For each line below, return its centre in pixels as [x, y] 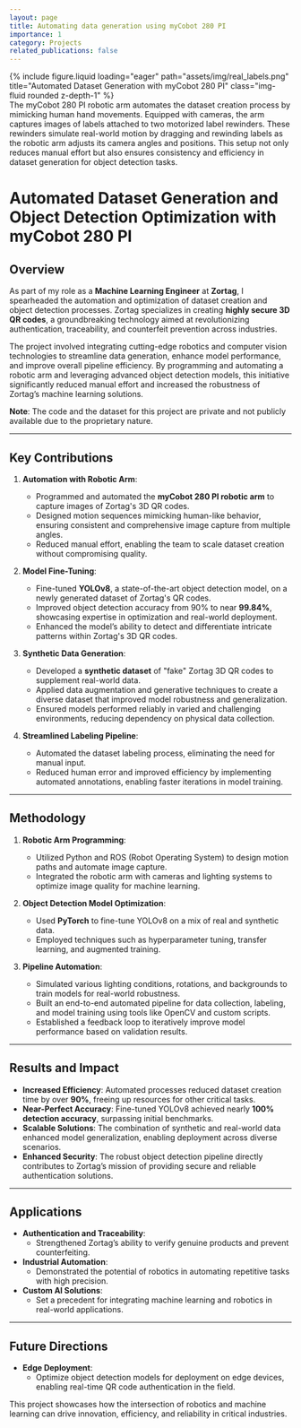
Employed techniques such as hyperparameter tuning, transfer [151, 939]
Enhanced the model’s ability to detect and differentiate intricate [154, 626]
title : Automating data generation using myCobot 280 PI [118, 26]
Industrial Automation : [65, 1262]
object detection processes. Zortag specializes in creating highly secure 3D [150, 310]
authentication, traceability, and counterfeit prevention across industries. [143, 329]
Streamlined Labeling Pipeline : [80, 735]
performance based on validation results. [112, 1031]
